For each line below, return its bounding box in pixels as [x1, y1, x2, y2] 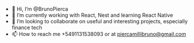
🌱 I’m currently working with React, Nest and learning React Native [11, 12, 173, 19]
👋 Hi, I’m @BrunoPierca [11, 6, 69, 12]
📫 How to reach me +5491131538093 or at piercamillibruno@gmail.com [11, 31, 186, 37]
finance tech [11, 24, 42, 31]
